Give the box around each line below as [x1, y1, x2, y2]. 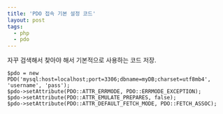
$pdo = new [7, 70, 39, 77]
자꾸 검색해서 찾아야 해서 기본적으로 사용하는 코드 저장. [7, 56, 157, 65]
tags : [7, 23, 23, 30]
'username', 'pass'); [7, 82, 71, 89]
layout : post [7, 17, 45, 24]
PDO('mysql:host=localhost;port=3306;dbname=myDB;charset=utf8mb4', [7, 76, 211, 83]
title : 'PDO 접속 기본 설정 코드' [7, 10, 96, 17]
